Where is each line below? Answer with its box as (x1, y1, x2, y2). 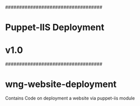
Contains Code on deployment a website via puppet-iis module (5, 95, 135, 101)
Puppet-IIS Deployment (5, 22, 104, 33)
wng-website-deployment (5, 78, 116, 90)
